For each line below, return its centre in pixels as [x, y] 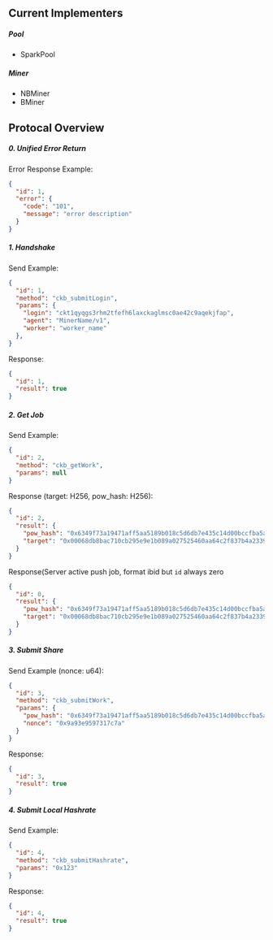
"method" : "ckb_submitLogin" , [67, 298]
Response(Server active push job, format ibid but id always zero [116, 571]
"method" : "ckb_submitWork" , [65, 701]
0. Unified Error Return [48, 149]
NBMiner [35, 93]
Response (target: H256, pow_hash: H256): [81, 496]
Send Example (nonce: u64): [56, 670]
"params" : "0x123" [47, 868]
